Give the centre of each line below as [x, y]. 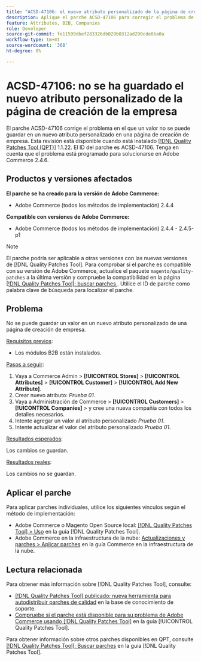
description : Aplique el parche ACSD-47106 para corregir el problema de [100, 17]
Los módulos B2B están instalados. [58, 353]
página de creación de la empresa [92, 111]
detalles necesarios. [39, 415]
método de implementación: [41, 514]
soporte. [25, 608]
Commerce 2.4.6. [28, 160]
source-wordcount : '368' [37, 46]
